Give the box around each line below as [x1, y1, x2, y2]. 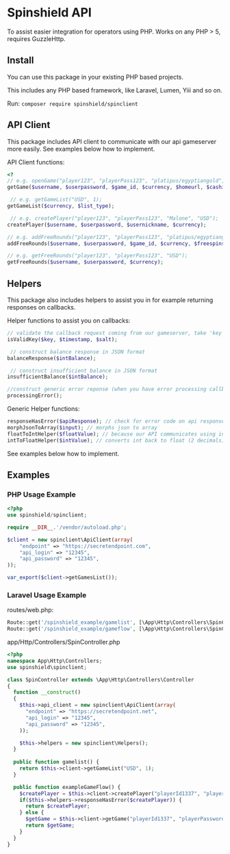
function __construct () [13, 689, 81, 696]
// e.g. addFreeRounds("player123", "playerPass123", [7, 234, 164, 240]
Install [7, 55, 34, 66]
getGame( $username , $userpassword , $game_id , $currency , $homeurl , [7, 184, 204, 191]
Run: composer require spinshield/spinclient [7, 99, 138, 108]
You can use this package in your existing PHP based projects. [7, 73, 183, 81]
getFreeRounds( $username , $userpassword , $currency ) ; [7, 259, 164, 266]
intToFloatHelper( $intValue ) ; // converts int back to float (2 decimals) [7, 437, 225, 444]
